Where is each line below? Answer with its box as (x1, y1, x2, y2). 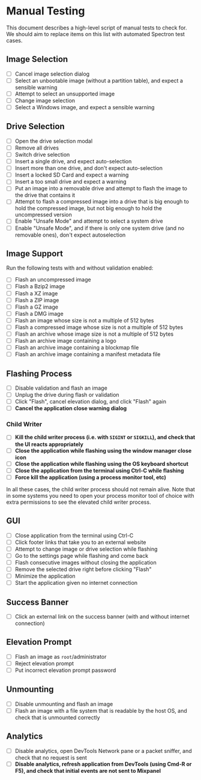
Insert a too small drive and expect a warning (14, 178, 127, 186)
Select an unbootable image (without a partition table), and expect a (14, 77, 183, 84)
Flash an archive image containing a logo (14, 337, 117, 344)
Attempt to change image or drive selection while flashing (14, 545, 158, 552)
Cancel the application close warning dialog (14, 405, 127, 412)
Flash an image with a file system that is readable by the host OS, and (14, 707, 187, 714)
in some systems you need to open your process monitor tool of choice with (6, 492, 194, 499)
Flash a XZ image (14, 289, 58, 297)
